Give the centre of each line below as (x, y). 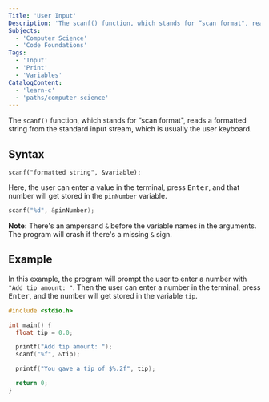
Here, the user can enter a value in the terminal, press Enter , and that (124, 187)
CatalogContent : (35, 82)
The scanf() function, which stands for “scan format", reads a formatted (127, 120)
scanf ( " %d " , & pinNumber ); (51, 211)
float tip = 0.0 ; (44, 332)
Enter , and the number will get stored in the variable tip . (103, 295)
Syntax (26, 154)
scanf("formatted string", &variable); (75, 173)
